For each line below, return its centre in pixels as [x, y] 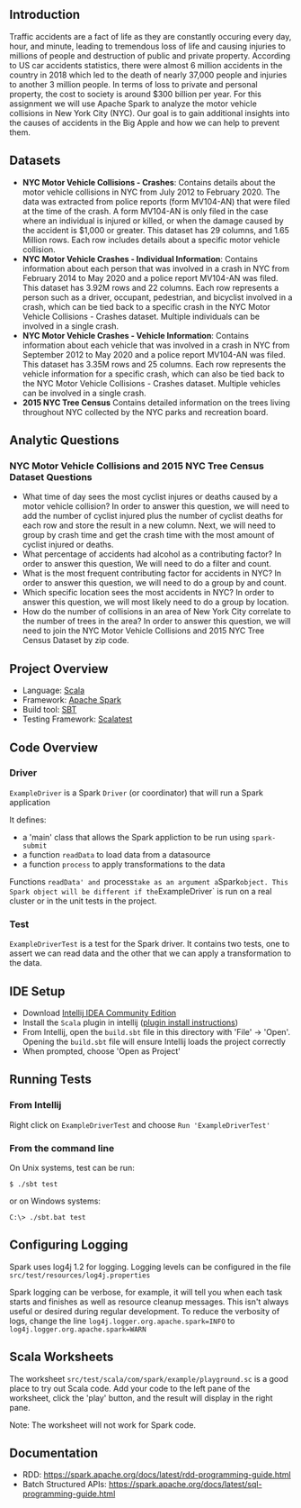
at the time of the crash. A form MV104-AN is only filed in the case [145, 211]
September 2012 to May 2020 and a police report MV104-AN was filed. [154, 354]
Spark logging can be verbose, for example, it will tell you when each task [146, 1292]
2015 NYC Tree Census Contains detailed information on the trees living [156, 402]
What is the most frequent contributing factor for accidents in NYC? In [152, 573]
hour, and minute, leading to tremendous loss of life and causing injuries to [147, 46]
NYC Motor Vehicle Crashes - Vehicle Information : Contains [136, 335]
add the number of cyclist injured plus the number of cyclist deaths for [153, 516]
